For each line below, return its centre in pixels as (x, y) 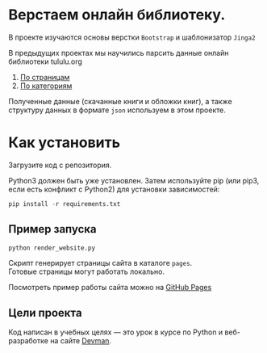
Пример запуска (52, 229)
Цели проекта (45, 313)
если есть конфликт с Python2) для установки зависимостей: (114, 189)
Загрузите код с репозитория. (60, 165)
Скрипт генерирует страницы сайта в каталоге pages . (100, 263)
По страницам (45, 77)
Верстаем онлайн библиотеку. (117, 15)
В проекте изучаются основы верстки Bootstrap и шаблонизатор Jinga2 (132, 37)
